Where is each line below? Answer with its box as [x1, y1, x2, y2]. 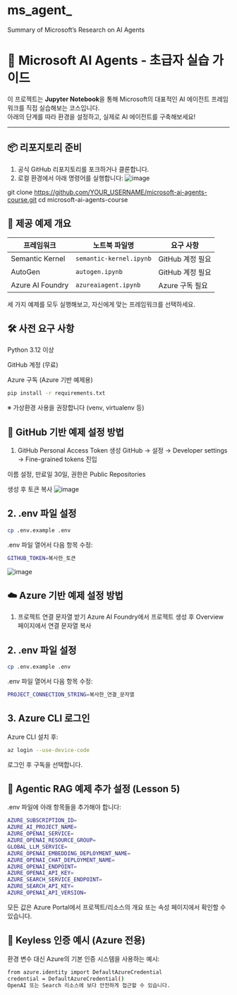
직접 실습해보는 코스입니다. [25, 103, 100, 112]
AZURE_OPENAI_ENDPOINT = [7, 863, 78, 870]
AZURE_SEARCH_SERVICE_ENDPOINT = [7, 876, 102, 883]
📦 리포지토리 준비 [7, 142, 83, 154]
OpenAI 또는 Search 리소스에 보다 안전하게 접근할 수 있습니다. [7, 982, 171, 989]
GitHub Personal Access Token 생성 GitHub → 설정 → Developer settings [17, 446, 228, 454]
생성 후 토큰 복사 [7, 485, 53, 493]
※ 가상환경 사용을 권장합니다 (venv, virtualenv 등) [7, 403, 145, 412]
